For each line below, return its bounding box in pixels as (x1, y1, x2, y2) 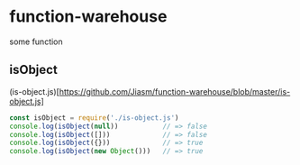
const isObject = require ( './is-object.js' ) (9, 113, 179, 123)
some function (9, 36, 63, 47)
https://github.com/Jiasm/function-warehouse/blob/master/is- (59, 86, 291, 96)
